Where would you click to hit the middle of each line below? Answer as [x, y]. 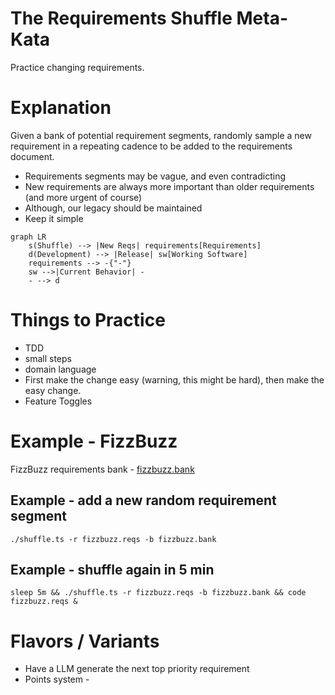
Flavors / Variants [85, 641]
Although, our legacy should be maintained [113, 208]
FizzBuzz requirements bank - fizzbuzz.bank [102, 469]
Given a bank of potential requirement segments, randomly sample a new [161, 135]
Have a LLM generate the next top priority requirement [137, 669]
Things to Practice [88, 320]
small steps [48, 358]
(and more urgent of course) [83, 197]
